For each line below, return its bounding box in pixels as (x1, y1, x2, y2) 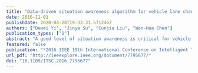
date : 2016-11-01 (6, 14, 49, 20)
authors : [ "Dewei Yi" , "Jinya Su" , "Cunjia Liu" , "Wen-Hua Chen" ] (6, 25, 173, 31)
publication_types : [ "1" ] (6, 31, 70, 36)
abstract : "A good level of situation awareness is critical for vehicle (6, 36, 192, 42)
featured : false (6, 42, 46, 48)
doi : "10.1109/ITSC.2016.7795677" (6, 58, 91, 64)
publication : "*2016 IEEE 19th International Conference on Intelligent (6, 47, 189, 53)
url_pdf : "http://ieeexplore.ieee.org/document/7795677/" (6, 52, 151, 58)
